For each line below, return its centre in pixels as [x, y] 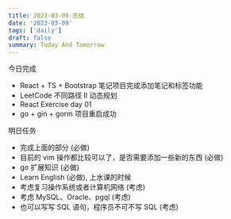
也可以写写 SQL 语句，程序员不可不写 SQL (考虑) [99, 207]
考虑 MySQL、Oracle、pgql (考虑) [75, 197]
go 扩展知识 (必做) [49, 167]
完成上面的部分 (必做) [54, 148]
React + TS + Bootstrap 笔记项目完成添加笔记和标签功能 [111, 86]
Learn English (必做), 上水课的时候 [75, 177]
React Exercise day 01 [56, 105]
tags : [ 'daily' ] [35, 30]
